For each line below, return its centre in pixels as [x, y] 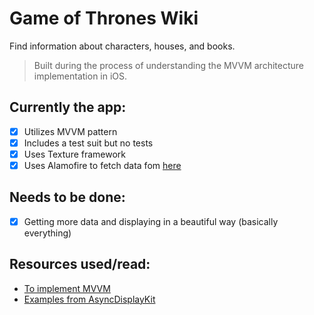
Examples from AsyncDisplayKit [89, 299]
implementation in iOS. [80, 76]
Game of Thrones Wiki [104, 18]
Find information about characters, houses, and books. [122, 46]
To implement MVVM [67, 288]
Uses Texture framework [75, 154]
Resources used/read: [80, 264]
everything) [47, 233]
